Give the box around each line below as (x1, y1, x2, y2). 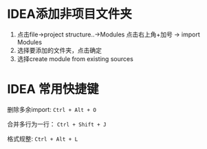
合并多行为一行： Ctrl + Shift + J (7, 119, 107, 128)
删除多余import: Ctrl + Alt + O (7, 105, 96, 113)
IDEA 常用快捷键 (7, 82, 99, 97)
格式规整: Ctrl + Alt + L (7, 135, 78, 143)
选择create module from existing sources (17, 54, 134, 62)
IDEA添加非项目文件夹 (7, 6, 132, 22)
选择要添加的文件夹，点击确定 (17, 46, 102, 54)
